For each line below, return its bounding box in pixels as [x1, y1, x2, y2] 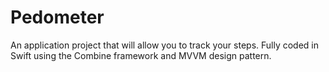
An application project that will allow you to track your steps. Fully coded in [10, 39, 320, 51]
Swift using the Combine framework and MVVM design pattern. [10, 49, 272, 61]
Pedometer [10, 6, 105, 29]
